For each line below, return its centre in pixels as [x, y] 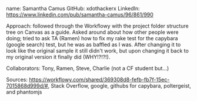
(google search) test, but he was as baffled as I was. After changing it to [94, 44]
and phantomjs [24, 92]
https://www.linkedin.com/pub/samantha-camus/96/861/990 [80, 15]
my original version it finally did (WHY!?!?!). [58, 57]
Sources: [17, 79]
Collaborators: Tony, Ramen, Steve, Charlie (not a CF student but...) [88, 68]
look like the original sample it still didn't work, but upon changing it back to [98, 51]
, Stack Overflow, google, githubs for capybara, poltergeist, [119, 86]
